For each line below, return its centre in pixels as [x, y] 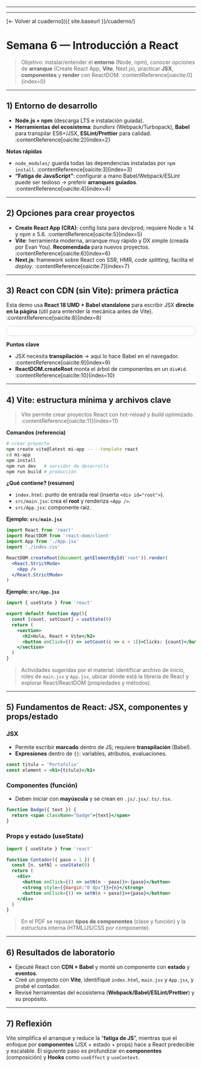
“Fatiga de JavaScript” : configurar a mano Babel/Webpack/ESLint [97, 176]
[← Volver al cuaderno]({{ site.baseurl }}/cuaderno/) [71, 21]
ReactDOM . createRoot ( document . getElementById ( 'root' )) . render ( [87, 558]
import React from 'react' [40, 530]
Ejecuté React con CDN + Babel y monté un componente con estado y [103, 967]
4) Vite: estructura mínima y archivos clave [89, 400]
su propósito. [31, 999]
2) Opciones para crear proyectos [71, 213]
